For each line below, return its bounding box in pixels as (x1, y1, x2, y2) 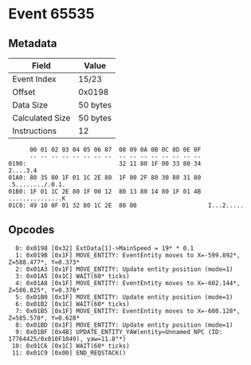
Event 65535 (8, 5, 95, 23)
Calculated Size (12, 112, 71, 124)
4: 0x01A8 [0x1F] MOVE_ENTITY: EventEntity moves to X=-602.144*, (15, 279, 241, 287)
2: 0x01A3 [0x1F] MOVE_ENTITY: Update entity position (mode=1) (15, 265, 233, 273)
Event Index (12, 73, 57, 84)
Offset (12, 87, 36, 97)
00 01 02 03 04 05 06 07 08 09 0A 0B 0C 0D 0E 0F (29, 146, 202, 154)
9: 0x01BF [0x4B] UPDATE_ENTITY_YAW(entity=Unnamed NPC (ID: (15, 328, 223, 336)
